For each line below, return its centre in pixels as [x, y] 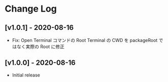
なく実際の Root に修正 [40, 47]
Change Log [31, 9]
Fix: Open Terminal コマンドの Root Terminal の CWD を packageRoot [85, 40]
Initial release [26, 75]
